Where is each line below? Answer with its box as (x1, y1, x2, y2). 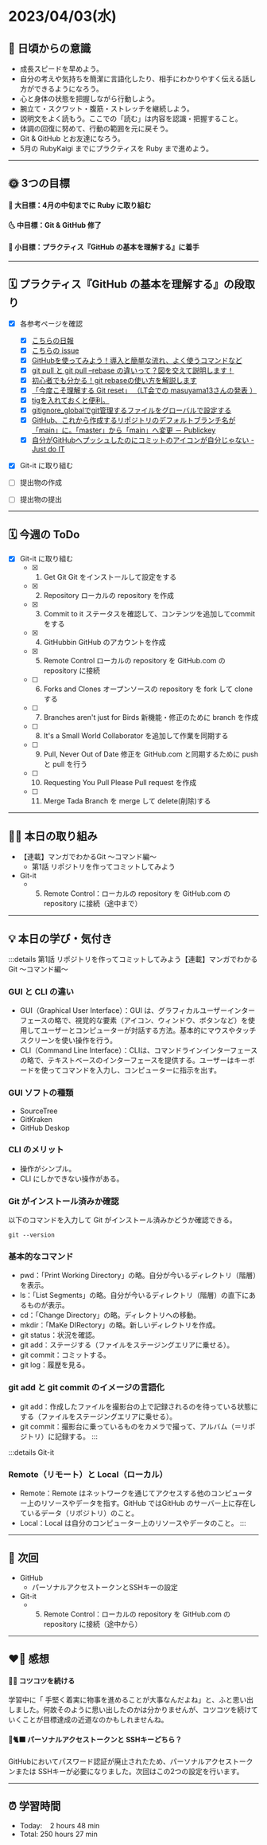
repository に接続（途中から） (43, 1619, 142, 1628)
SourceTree (19, 1106, 58, 1116)
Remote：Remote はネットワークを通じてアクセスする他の (19, 1488, 211, 1498)
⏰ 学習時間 (8, 1800, 61, 1813)
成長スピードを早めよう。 (19, 64, 103, 73)
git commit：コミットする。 (19, 1351, 111, 1360)
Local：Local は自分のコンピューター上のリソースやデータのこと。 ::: (19, 1519, 246, 1528)
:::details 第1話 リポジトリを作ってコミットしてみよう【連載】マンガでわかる (8, 954, 258, 964)
